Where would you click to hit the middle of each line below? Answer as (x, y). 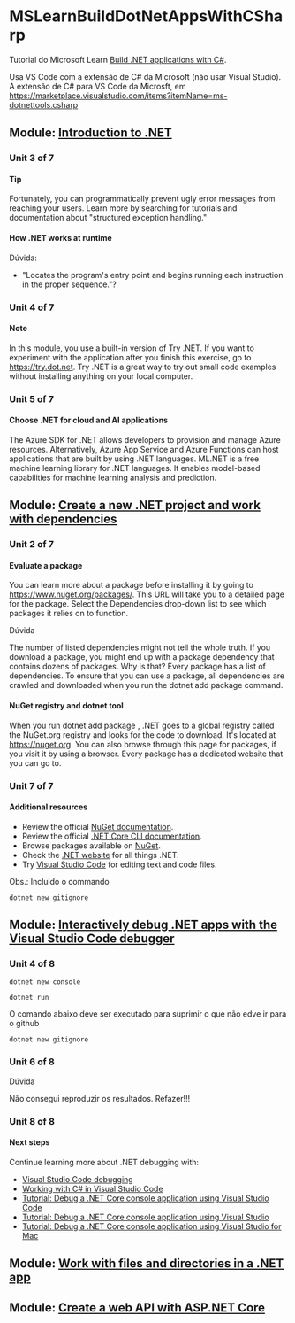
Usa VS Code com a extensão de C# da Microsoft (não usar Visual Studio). (145, 76)
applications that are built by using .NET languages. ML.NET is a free (134, 459)
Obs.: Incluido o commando (60, 881)
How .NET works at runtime (61, 238)
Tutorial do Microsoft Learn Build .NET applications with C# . (118, 59)
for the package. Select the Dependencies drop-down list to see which (138, 604)
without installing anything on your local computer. (101, 376)
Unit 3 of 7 (32, 159)
